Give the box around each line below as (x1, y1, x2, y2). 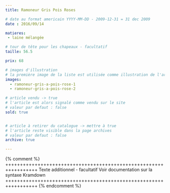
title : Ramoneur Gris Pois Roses (5, 7, 76, 13)
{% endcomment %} (38, 183, 82, 189)
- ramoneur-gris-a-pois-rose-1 (10, 82, 76, 87)
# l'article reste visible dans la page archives (5, 128, 112, 133)
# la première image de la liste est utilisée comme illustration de (5, 72, 155, 77)
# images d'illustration (5, 67, 58, 73)
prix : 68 (5, 58, 24, 63)
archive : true (5, 138, 35, 143)
